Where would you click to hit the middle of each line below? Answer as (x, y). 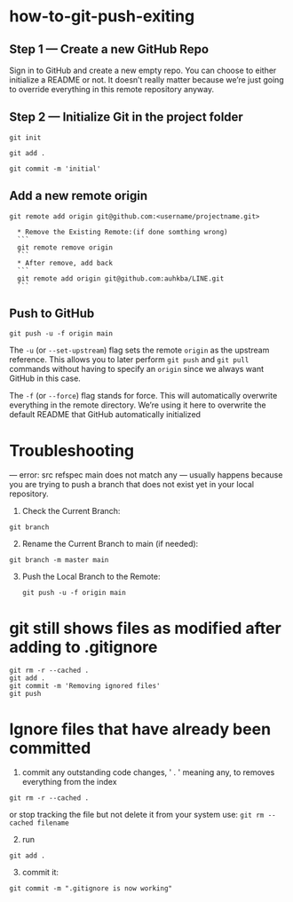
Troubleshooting (72, 451)
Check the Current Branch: (71, 511)
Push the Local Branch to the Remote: (91, 577)
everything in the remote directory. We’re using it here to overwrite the (138, 405)
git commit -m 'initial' (55, 169)
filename (53, 823)
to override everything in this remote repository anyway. (112, 89)
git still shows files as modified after (145, 628)
